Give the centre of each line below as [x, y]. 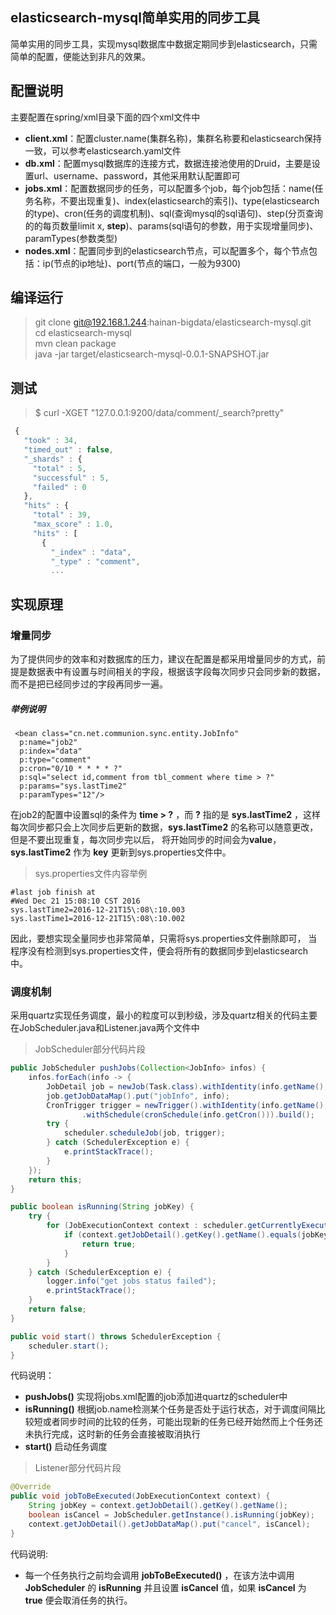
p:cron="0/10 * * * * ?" [71, 768]
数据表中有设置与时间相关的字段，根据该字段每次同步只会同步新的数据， [176, 671]
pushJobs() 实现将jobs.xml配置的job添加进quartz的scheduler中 [156, 1397]
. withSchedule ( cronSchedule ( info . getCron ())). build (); [198, 1114]
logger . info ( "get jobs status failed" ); [131, 1281]
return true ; [109, 1244]
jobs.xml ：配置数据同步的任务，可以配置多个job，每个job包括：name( [169, 188]
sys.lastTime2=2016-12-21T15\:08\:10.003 [98, 909]
